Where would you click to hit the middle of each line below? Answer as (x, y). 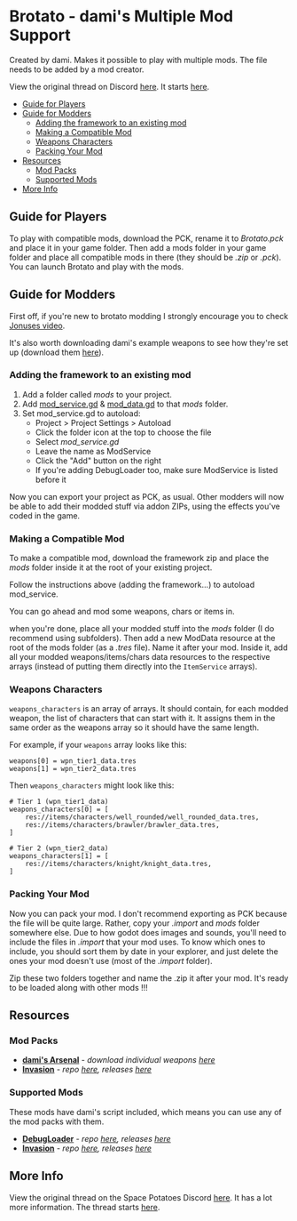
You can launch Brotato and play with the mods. (97, 266)
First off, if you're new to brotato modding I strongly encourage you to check (149, 316)
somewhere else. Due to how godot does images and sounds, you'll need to (148, 932)
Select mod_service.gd (77, 441)
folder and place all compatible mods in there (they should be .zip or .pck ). (145, 257)
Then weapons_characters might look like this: (92, 785)
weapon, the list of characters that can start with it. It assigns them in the (142, 719)
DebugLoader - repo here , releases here (96, 1138)
